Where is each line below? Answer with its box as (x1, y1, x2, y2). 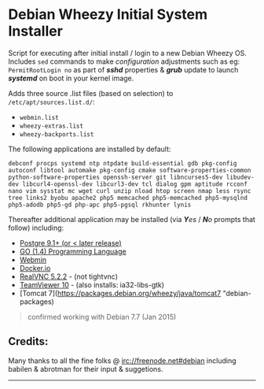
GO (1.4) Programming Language (19, 246, 127, 256)
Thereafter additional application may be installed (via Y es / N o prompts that (8, 214, 255, 224)
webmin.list (19, 113, 59, 121)
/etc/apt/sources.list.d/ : (8, 97, 95, 106)
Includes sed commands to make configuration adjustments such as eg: (8, 57, 240, 66)
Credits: (8, 335, 49, 348)
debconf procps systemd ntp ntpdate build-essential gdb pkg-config (8, 159, 237, 167)
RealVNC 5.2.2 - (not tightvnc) (19, 272, 118, 281)
